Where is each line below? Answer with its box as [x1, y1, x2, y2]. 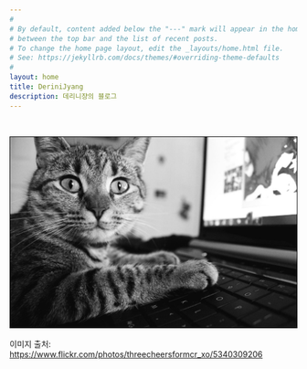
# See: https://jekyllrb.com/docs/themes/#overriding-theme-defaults [9, 53, 281, 63]
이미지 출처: [9, 338, 52, 349]
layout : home [9, 73, 59, 82]
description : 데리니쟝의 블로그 [9, 91, 117, 100]
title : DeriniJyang [9, 82, 84, 91]
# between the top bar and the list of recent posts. [9, 34, 219, 43]
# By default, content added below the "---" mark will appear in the [9, 24, 284, 34]
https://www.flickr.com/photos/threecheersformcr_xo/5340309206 [9, 348, 263, 360]
